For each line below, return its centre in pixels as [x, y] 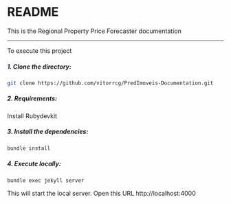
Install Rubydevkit [32, 116]
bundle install [29, 148]
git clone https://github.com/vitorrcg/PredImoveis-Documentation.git [110, 83]
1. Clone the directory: [40, 67]
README [33, 12]
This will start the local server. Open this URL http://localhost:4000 [101, 194]
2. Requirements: [32, 99]
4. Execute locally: [34, 164]
